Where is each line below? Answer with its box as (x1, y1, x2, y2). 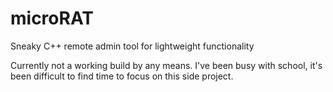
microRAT (10, 7, 94, 30)
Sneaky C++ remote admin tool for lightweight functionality (10, 40, 255, 52)
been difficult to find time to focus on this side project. (10, 70, 234, 82)
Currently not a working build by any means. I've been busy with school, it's (10, 59, 323, 71)
